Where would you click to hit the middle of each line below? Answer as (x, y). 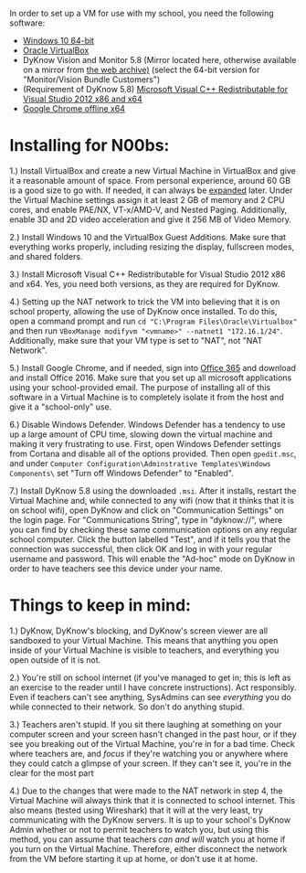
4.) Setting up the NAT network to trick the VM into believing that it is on (145, 302)
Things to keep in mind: (100, 606)
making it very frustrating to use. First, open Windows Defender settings (145, 443)
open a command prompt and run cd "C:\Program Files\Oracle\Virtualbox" (153, 321)
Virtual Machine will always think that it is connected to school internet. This (152, 800)
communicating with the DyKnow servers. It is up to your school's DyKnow (150, 820)
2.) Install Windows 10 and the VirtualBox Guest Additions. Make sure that (148, 237)
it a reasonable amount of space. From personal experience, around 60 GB (150, 180)
